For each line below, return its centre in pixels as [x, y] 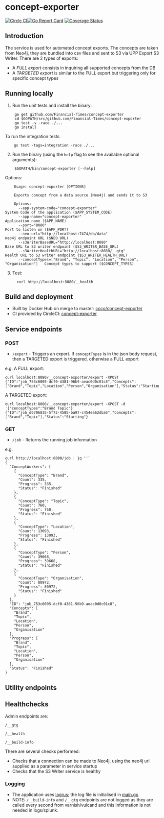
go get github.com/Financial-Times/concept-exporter [69, 114]
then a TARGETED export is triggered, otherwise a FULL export [75, 359]
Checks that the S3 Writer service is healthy [56, 771]
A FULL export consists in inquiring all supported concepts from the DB [84, 68]
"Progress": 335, [36, 484]
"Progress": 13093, [38, 535]
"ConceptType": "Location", [47, 527]
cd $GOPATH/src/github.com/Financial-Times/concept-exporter [78, 119]
